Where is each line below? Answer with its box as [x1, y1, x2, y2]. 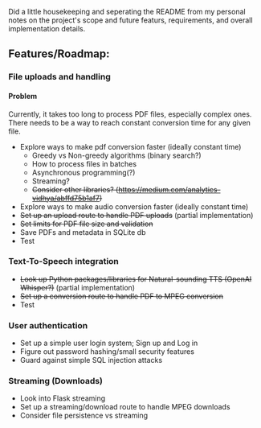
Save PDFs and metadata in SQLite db [19, 227, 146, 237]
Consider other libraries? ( [31, 184, 119, 194]
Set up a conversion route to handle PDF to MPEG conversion [19, 291, 223, 301]
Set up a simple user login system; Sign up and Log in [19, 338, 198, 348]
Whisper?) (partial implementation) [19, 282, 135, 292]
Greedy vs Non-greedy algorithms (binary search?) [31, 150, 202, 160]
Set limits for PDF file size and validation [19, 219, 153, 228]
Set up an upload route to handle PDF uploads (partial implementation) [19, 210, 254, 220]
